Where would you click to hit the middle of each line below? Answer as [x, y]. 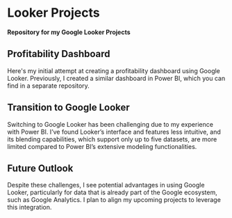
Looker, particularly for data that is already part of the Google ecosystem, [112, 192]
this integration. [30, 208]
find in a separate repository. [49, 86]
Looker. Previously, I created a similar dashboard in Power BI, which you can [116, 78]
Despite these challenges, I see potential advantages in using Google [106, 185]
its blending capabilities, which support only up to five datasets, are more [112, 139]
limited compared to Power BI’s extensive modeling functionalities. [102, 146]
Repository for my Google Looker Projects [69, 32]
